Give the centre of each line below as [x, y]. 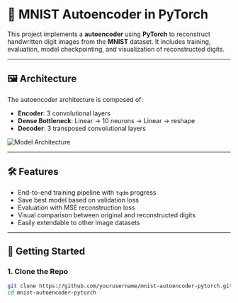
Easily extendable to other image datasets [79, 222]
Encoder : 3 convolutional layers [64, 113]
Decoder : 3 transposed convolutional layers [82, 128]
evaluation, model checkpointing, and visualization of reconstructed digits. [116, 49]
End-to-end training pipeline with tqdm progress [87, 192]
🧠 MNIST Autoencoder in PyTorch [108, 15]
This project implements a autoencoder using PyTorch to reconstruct [109, 34]
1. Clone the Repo [38, 271]
